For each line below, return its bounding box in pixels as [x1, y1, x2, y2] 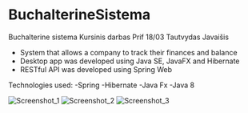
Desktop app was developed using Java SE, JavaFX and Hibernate [19, 56, 240, 66]
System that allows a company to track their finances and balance [19, 47, 238, 57]
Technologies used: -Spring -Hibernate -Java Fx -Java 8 [8, 80, 194, 90]
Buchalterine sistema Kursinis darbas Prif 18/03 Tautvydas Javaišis [8, 32, 230, 42]
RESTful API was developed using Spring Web [19, 64, 172, 74]
